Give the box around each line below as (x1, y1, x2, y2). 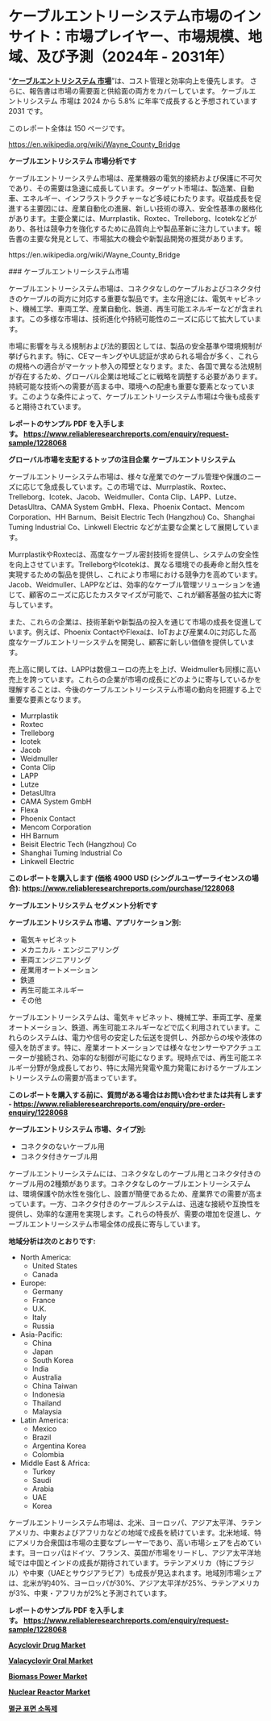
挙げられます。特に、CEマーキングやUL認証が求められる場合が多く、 (8, 351, 238, 361)
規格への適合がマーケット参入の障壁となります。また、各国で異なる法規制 (15, 361, 262, 371)
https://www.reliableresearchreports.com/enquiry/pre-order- (13, 1099, 226, 1109)
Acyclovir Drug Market (8, 1640, 86, 1650)
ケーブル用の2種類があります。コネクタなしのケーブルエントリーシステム (8, 1179, 252, 1188)
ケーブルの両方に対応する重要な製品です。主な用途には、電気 (22, 294, 227, 303)
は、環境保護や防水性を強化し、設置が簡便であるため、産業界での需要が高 (8, 1188, 256, 1198)
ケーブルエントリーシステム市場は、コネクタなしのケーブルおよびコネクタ (8, 283, 254, 293)
